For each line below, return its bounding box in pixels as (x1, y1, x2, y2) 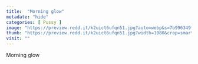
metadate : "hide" (6, 14, 49, 20)
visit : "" (6, 35, 31, 41)
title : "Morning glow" (6, 8, 65, 15)
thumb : (6, 30, 22, 36)
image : (6, 24, 22, 31)
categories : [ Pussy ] (6, 19, 62, 25)
